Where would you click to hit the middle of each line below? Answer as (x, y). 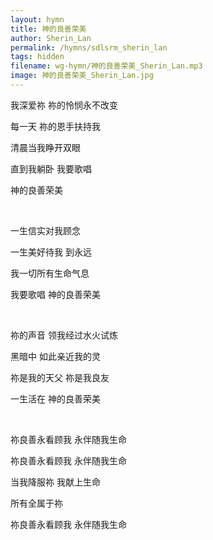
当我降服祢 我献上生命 (55, 482)
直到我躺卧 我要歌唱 (51, 168)
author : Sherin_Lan (51, 38)
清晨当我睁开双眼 (45, 147)
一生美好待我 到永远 (51, 252)
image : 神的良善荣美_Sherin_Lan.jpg (82, 76)
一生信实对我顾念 (45, 230)
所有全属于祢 (36, 503)
